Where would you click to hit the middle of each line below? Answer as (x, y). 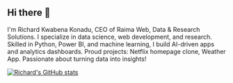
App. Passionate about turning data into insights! (77, 59)
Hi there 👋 (29, 13)
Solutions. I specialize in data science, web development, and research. (110, 37)
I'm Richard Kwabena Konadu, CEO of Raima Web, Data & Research (104, 29)
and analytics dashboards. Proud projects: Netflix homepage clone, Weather (116, 51)
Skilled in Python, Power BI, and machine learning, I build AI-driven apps (111, 44)
